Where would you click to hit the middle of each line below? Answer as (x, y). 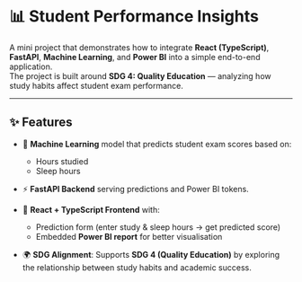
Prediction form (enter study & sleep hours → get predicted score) (158, 227)
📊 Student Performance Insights (134, 17)
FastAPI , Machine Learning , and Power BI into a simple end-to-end (135, 57)
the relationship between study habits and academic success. (137, 267)
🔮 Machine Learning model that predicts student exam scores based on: (157, 144)
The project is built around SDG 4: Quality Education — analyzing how (140, 75)
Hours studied (62, 161)
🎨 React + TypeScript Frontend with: (91, 209)
